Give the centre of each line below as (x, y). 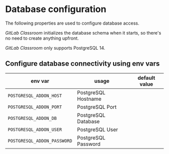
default (146, 78)
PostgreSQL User (98, 129)
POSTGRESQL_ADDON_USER (35, 129)
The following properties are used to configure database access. (72, 23)
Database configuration (56, 9)
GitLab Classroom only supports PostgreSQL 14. (55, 48)
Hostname (89, 99)
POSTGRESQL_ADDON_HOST (35, 96)
